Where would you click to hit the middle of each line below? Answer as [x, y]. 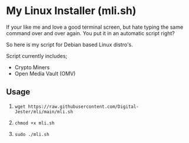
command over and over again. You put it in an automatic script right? [90, 33]
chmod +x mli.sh [34, 123]
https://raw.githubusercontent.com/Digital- [84, 107]
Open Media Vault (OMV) [45, 73]
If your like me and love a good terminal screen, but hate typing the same [95, 27]
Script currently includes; [37, 56]
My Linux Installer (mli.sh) [71, 11]
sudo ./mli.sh [32, 134]
